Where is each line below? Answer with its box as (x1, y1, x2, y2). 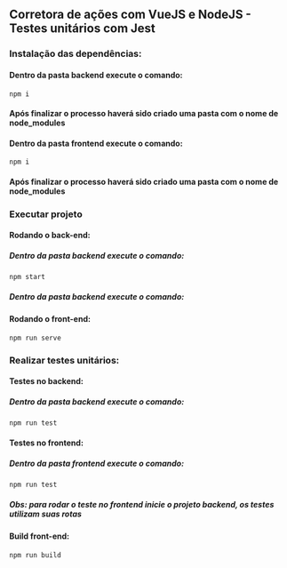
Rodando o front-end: (9, 314, 92, 324)
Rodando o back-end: (9, 230, 91, 241)
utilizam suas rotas (9, 508, 83, 519)
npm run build (9, 550, 62, 559)
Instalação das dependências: (9, 48, 142, 60)
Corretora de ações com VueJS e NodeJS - (9, 7, 251, 22)
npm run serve (9, 333, 62, 342)
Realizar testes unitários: (9, 354, 120, 366)
